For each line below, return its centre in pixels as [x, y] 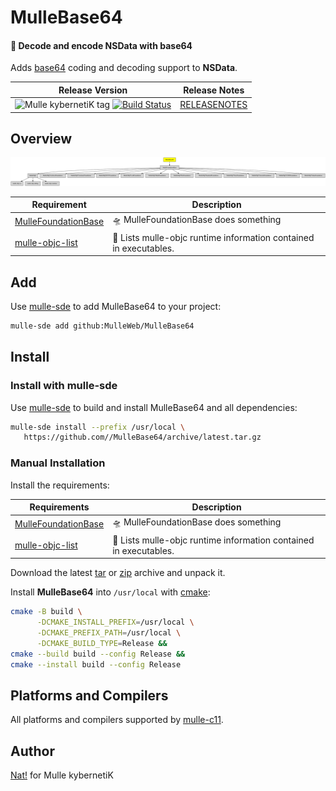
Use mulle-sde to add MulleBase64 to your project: [116, 307]
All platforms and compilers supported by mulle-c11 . [117, 720]
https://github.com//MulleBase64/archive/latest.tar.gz [142, 437]
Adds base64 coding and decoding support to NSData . [124, 68]
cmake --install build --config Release [96, 664]
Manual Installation [58, 463]
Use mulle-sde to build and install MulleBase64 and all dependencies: [154, 407]
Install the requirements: [60, 485]
